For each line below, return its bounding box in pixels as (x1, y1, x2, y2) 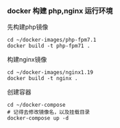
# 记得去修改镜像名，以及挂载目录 (7, 109, 91, 116)
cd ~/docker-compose (7, 101, 67, 109)
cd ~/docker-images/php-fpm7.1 (7, 36, 97, 44)
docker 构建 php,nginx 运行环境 (7, 5, 113, 15)
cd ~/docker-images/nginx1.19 (7, 69, 94, 76)
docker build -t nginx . (7, 75, 78, 82)
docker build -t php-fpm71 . (7, 42, 91, 49)
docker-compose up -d (7, 115, 69, 122)
